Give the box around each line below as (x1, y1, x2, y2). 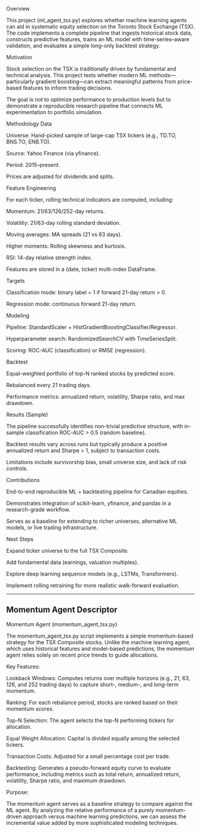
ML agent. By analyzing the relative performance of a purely (6, 806, 154, 813)
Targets (6, 278, 25, 284)
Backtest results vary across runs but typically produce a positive (6, 441, 167, 447)
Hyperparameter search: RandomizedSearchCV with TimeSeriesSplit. (6, 335, 178, 342)
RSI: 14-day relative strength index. (6, 254, 93, 261)
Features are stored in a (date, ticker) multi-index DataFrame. (6, 266, 157, 273)
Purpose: (6, 788, 29, 796)
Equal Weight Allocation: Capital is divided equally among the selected (6, 735, 180, 742)
